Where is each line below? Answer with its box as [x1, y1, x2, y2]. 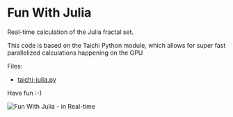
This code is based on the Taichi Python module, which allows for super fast [7, 41, 226, 49]
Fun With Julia [7, 5, 92, 21]
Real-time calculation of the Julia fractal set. [7, 28, 134, 36]
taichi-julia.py [17, 75, 57, 84]
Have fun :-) [7, 89, 42, 97]
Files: [7, 62, 23, 70]
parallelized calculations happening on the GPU [7, 48, 143, 57]
